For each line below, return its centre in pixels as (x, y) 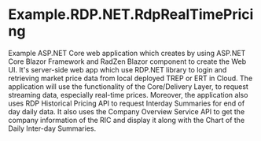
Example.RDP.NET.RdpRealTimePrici (131, 15)
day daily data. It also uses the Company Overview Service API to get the (127, 111)
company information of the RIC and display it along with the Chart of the (127, 120)
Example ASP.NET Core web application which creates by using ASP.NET (127, 53)
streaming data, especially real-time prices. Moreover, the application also (128, 95)
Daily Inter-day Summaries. (52, 128)
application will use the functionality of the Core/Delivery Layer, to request (129, 86)
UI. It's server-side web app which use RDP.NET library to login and (118, 69)
